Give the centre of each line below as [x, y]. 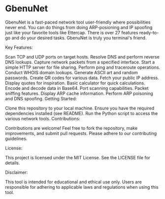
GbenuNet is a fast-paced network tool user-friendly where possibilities [78, 22]
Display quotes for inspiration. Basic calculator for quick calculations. [75, 83]
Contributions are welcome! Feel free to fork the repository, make [71, 128]
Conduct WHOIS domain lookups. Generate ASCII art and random [71, 72]
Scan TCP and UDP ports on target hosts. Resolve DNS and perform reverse [82, 57]
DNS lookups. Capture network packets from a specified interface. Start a [80, 62]
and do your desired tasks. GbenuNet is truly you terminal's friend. [79, 38]
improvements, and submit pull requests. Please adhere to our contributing [81, 133]
